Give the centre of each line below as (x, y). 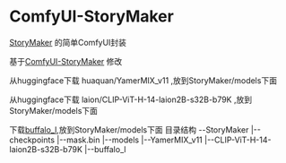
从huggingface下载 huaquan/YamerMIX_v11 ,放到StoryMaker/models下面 (143, 80)
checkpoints (32, 140)
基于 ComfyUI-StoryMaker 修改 (66, 61)
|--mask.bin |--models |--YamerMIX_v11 (130, 140)
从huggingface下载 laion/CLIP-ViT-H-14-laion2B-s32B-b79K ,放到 (131, 99)
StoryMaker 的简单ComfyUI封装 (68, 42)
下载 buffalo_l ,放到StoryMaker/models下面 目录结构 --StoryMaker (129, 129)
